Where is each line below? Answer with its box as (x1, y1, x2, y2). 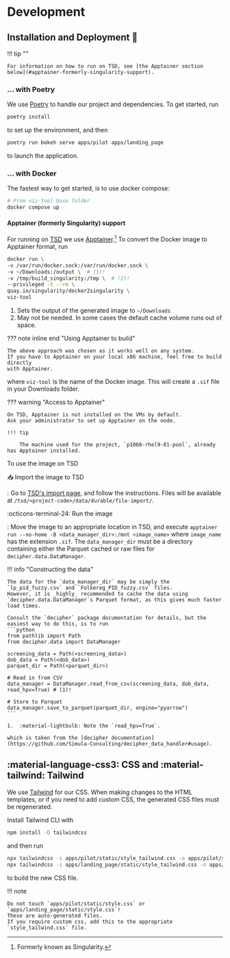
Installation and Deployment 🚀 (7, 32, 138, 43)
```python (7, 627, 36, 634)
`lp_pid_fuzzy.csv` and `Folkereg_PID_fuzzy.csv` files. (7, 584, 173, 592)
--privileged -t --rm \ (7, 281, 75, 288)
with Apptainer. (7, 366, 53, 372)
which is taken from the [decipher (7, 734, 109, 741)
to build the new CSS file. (7, 874, 79, 882)
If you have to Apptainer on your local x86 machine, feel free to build (7, 354, 222, 361)
